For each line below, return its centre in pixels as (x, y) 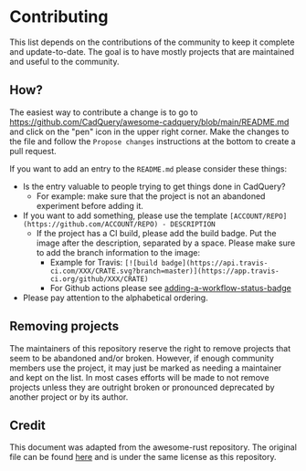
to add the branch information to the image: (118, 252)
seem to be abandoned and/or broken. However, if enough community (142, 358)
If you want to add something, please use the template (125, 215)
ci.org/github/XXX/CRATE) (99, 279)
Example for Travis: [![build (104, 262)
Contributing (59, 17)
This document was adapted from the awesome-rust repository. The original (153, 447)
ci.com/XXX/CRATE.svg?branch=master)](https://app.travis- (165, 271)
